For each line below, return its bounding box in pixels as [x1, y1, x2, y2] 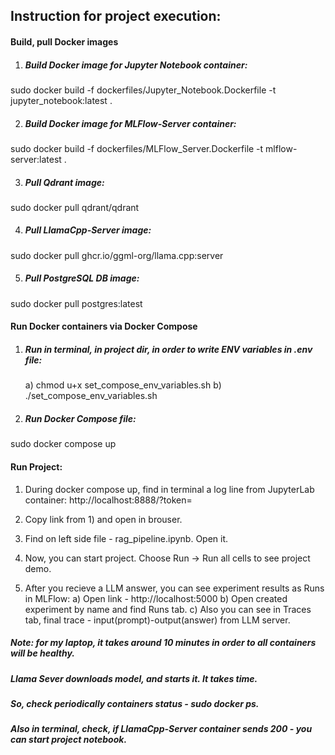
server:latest [10, 153, 62, 165]
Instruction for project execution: [10, 8, 222, 25]
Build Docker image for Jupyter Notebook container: [24, 59, 248, 71]
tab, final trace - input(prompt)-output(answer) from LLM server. [24, 614, 291, 626]
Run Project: [10, 460, 63, 473]
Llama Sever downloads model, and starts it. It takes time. [10, 672, 258, 684]
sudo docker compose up [10, 438, 117, 450]
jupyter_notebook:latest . [10, 94, 113, 106]
